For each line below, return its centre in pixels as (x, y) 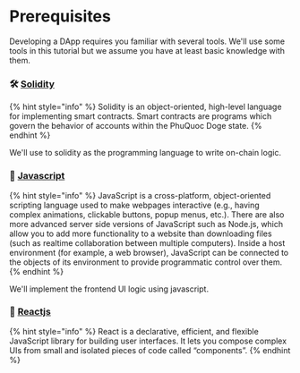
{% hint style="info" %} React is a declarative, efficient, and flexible (134, 331)
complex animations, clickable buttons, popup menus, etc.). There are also (147, 214)
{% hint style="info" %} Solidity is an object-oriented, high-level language (146, 107)
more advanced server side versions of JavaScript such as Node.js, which (146, 224)
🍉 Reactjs (30, 312)
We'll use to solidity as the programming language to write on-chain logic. (146, 153)
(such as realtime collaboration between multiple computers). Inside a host (147, 242)
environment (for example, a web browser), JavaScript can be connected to (149, 252)
